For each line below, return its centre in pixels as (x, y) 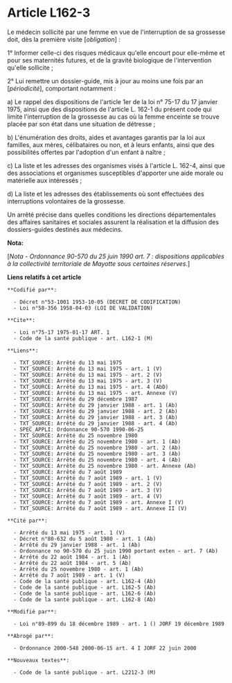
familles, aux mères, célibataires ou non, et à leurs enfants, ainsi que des (111, 144)
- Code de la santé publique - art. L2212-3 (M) (85, 672)
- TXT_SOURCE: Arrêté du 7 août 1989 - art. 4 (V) (88, 496)
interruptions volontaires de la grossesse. (66, 201)
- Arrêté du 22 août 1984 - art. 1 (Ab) (72, 557)
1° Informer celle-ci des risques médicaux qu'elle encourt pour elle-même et (116, 53)
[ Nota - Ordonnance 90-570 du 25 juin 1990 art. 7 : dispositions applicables (116, 256)
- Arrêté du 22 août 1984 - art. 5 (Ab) (72, 563)
